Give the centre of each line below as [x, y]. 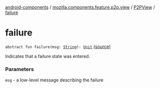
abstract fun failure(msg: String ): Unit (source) [58, 46]
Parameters [19, 69]
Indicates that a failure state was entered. [48, 56]
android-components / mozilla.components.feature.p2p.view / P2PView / [80, 7]
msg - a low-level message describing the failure [54, 80]
